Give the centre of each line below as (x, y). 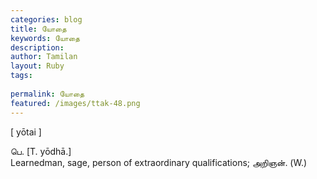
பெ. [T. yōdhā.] (41, 151)
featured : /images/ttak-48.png (75, 103)
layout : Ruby (37, 66)
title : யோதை (38, 29)
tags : (21, 76)
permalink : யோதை (47, 94)
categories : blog (46, 19)
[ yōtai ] (26, 132)
